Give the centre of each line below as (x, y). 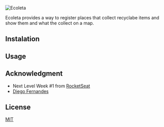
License (18, 107)
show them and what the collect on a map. (50, 23)
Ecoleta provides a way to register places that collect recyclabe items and (82, 18)
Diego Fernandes (31, 91)
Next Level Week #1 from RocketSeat (51, 86)
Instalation (22, 39)
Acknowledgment (34, 74)
